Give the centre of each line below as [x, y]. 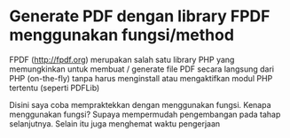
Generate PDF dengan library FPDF [140, 16]
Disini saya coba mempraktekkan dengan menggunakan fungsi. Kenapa [141, 104]
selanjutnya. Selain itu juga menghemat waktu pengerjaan [115, 123]
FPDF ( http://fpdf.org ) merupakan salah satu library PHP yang [122, 59]
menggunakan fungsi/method [122, 35]
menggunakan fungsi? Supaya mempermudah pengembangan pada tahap [145, 114]
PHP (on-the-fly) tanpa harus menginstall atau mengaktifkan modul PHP [141, 78]
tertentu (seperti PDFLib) [55, 88]
